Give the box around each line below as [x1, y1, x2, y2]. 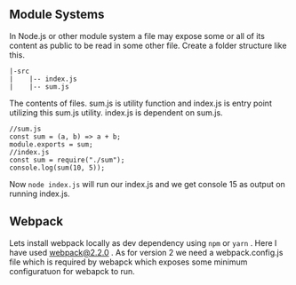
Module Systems [9, 7, 105, 22]
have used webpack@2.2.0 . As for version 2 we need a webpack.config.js [9, 247, 284, 257]
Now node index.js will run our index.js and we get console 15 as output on [9, 178, 286, 189]
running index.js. [9, 188, 70, 199]
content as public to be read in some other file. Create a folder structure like [9, 40, 287, 51]
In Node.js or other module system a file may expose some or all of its [9, 30, 265, 41]
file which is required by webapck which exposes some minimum [9, 257, 248, 267]
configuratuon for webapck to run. [9, 265, 135, 276]
